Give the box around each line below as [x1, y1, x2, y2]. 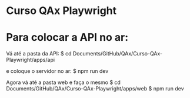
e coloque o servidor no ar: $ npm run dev [6, 68, 109, 75]
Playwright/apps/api [6, 57, 55, 64]
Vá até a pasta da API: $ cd [6, 50, 72, 57]
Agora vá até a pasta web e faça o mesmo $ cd [6, 79, 121, 86]
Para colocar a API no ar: [6, 31, 129, 44]
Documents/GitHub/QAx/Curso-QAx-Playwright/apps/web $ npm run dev [6, 85, 184, 92]
